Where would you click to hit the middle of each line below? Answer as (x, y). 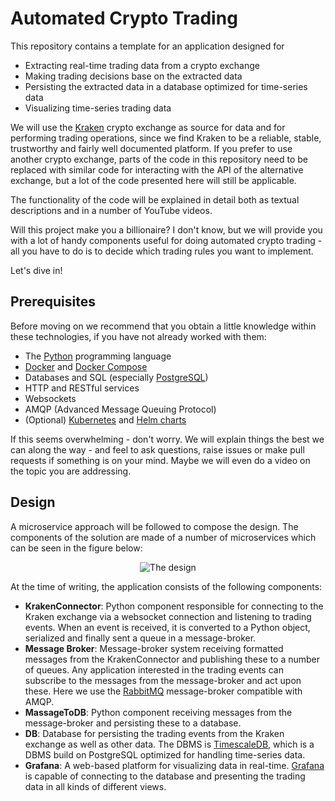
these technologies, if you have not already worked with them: (138, 336)
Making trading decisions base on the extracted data (133, 76)
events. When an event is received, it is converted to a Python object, (167, 627)
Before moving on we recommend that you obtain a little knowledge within (163, 326)
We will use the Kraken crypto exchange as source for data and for (148, 127)
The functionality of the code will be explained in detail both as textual (155, 199)
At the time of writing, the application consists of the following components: (166, 586)
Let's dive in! (36, 270)
